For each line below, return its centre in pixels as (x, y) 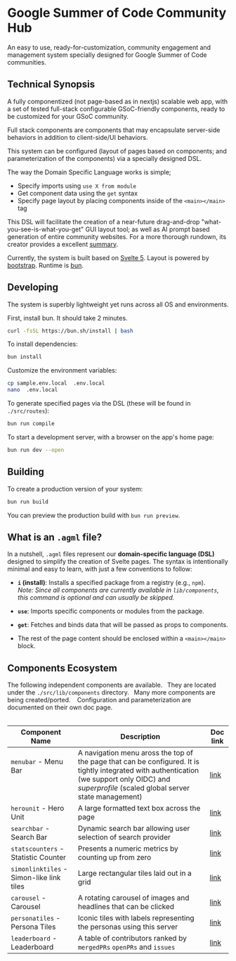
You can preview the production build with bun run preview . (94, 515)
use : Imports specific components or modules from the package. (111, 611)
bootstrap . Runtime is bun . (46, 265)
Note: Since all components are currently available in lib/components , (118, 590)
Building (26, 472)
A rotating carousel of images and (133, 898)
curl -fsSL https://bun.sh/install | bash (70, 331)
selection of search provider (124, 837)
